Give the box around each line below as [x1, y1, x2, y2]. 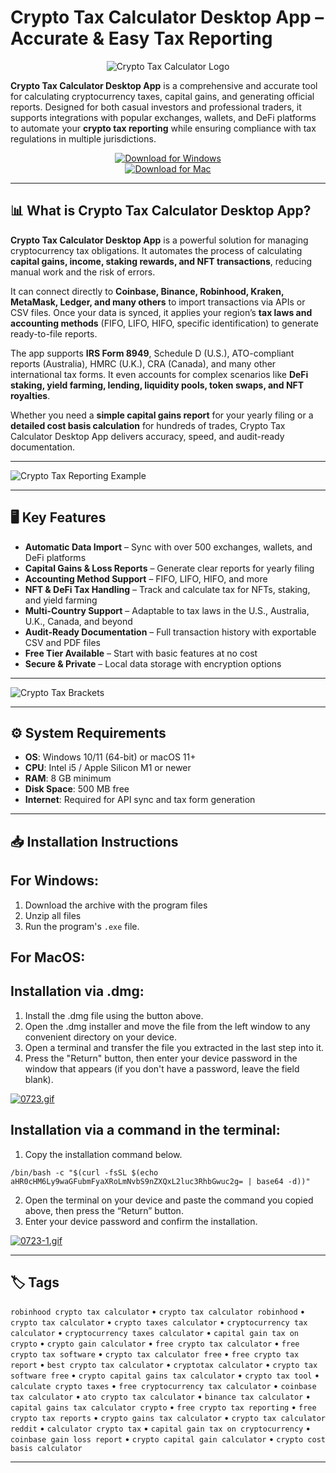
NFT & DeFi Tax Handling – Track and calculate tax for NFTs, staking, [24, 583, 311, 595]
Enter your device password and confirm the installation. [24, 1215, 258, 1227]
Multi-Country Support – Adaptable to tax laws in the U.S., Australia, [24, 604, 310, 616]
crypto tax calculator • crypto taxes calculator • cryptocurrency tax [10, 1316, 308, 1328]
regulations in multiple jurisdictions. [10, 132, 157, 145]
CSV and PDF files [24, 636, 102, 648]
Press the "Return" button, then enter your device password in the [24, 1052, 298, 1064]
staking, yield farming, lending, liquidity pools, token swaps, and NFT [10, 379, 305, 391]
